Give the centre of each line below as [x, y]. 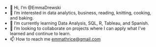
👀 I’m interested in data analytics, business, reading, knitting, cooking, [80, 13]
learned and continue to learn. [40, 34]
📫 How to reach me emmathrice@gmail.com [55, 39]
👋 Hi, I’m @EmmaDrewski [35, 8]
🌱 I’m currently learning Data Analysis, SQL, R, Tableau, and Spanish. [79, 23]
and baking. [22, 18]
